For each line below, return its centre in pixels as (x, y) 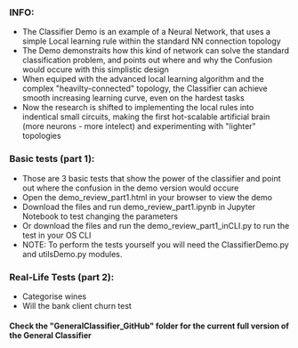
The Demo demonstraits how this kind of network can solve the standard (156, 51)
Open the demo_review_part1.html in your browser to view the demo (147, 197)
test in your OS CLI (56, 235)
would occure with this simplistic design (95, 69)
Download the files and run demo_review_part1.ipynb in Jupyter (139, 206)
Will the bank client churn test (77, 305)
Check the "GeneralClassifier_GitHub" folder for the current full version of (149, 326)
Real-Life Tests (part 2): (62, 277)
